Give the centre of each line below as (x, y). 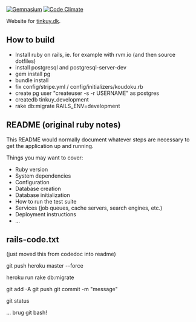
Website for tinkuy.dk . (34, 21)
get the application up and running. (50, 146)
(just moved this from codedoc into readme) (61, 254)
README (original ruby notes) (64, 125)
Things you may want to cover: (45, 158)
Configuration (32, 182)
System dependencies (43, 176)
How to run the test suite (46, 201)
